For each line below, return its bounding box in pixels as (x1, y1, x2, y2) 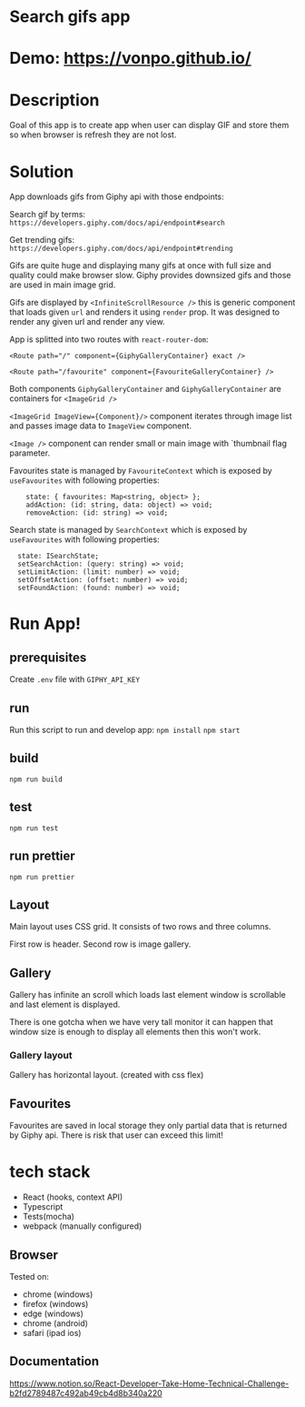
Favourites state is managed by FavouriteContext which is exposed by (9, 466, 272, 477)
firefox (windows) (22, 1298, 89, 1309)
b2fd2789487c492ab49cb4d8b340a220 (9, 1387, 163, 1398)
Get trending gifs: (9, 235, 75, 246)
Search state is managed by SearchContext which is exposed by (9, 525, 248, 536)
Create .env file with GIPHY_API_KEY (9, 674, 141, 685)
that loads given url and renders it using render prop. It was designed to (9, 307, 280, 317)
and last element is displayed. (9, 999, 121, 1010)
